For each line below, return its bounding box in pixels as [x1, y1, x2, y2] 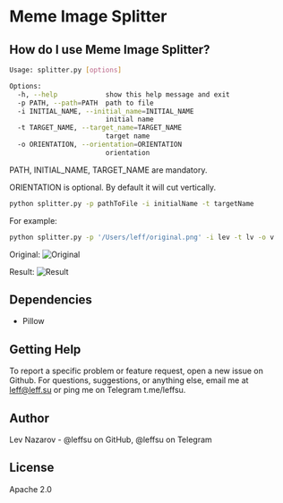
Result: [9, 266, 35, 277]
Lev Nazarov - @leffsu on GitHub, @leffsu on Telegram [9, 434, 212, 445]
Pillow [21, 316, 45, 327]
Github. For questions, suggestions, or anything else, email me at [9, 375, 249, 386]
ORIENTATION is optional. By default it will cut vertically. [9, 182, 217, 192]
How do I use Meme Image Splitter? [9, 42, 210, 57]
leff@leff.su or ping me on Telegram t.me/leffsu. [9, 385, 186, 396]
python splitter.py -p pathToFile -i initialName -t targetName [9, 199, 254, 208]
